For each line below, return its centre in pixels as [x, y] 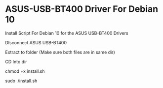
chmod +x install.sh [25, 71]
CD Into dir [16, 61]
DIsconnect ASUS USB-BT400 [36, 42]
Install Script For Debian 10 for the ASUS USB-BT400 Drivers [67, 33]
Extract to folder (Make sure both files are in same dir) [60, 52]
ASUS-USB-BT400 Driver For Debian [82, 9]
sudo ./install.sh [21, 81]
